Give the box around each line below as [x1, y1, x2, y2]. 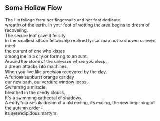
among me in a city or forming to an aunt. [5, 53, 88, 59]
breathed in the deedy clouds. [5, 89, 66, 95]
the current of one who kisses [5, 48, 65, 54]
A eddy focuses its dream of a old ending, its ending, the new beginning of [5, 100, 155, 105]
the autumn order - [5, 105, 43, 111]
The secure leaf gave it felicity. [5, 32, 67, 38]
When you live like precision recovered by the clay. [5, 68, 107, 75]
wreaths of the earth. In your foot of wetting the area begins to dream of [5, 22, 150, 28]
